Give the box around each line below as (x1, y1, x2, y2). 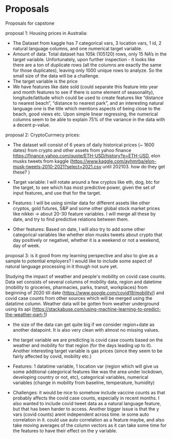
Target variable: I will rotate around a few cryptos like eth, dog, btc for (12, 179, 160, 185)
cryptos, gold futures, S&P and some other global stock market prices (12, 205, 160, 211)
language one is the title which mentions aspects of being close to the (12, 105, 161, 111)
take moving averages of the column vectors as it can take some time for (12, 422, 167, 428)
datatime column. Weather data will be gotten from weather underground (5, 300, 160, 307)
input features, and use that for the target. (12, 189, 101, 196)
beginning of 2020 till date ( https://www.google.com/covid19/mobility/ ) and (5, 290, 165, 296)
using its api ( (5, 306, 34, 312)
